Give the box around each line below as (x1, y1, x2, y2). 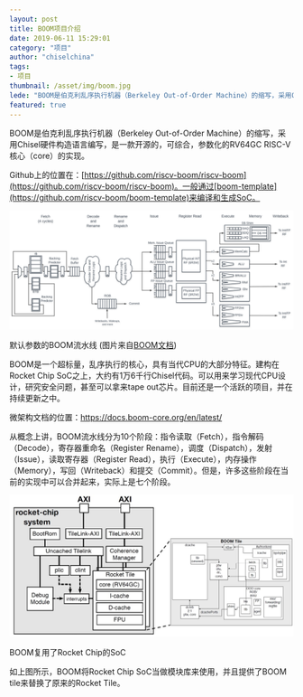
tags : (9, 62, 30, 71)
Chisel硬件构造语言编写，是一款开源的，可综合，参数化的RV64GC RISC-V (16, 138, 291, 149)
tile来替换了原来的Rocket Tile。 (9, 677, 125, 688)
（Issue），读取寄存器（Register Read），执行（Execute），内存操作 (9, 454, 257, 465)
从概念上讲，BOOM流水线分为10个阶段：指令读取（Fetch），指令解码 (9, 431, 264, 442)
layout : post (9, 14, 59, 24)
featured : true (9, 100, 67, 109)
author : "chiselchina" (9, 52, 95, 62)
